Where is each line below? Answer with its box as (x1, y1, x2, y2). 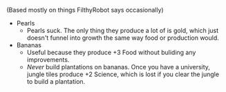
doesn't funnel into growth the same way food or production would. (26, 34, 219, 42)
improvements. (26, 56, 70, 64)
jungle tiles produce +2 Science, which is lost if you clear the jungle (26, 70, 219, 78)
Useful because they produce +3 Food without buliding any (26, 48, 196, 56)
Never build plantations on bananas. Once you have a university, (26, 63, 210, 71)
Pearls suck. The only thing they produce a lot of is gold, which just (26, 27, 219, 34)
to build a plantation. (26, 78, 86, 85)
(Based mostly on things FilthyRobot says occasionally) (6, 6, 164, 14)
